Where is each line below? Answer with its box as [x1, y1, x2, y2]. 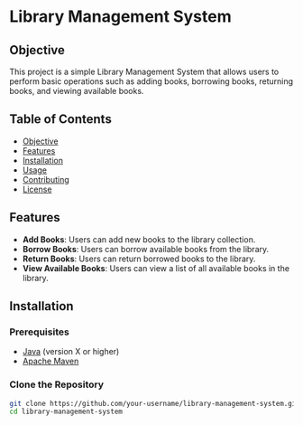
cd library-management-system [9, 407, 124, 417]
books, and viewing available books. [9, 86, 144, 96]
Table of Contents [9, 111, 113, 127]
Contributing [22, 174, 69, 184]
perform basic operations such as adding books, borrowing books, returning [9, 76, 294, 87]
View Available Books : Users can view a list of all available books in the [22, 262, 290, 273]
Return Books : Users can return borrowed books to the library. [22, 253, 256, 264]
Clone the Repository [9, 378, 105, 391]
